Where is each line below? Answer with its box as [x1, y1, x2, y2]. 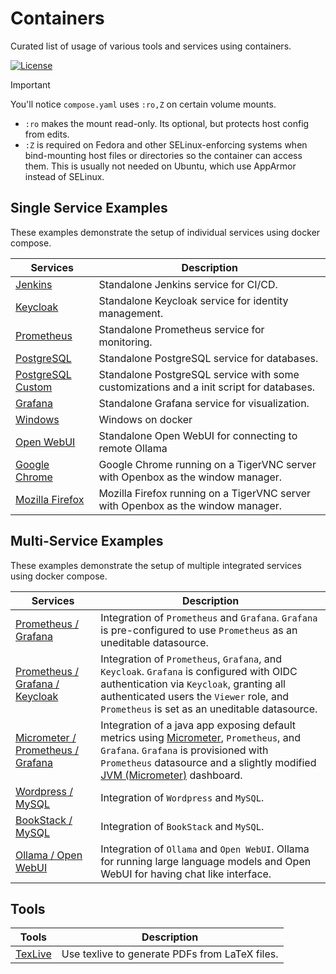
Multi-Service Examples [10, 533, 164, 550]
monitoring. [98, 335, 153, 349]
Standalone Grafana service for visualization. [98, 396, 310, 410]
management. [98, 306, 164, 320]
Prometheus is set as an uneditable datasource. [100, 702, 318, 716]
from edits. [24, 128, 70, 140]
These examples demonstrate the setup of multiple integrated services [10, 559, 302, 571]
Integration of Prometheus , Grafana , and [100, 652, 283, 666]
